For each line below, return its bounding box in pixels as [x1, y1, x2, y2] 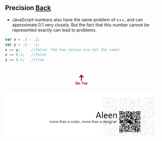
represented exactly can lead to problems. [12, 27, 97, 33]
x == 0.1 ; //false [5, 52, 47, 57]
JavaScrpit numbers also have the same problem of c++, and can [12, 16, 143, 22]
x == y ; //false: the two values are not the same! [5, 47, 120, 52]
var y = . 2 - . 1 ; [5, 42, 40, 47]
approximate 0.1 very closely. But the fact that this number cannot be [12, 22, 149, 28]
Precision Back [5, 4, 51, 12]
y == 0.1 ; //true [5, 58, 45, 63]
